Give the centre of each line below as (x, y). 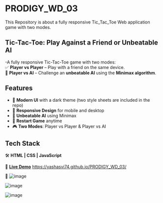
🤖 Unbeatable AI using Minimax (44, 115)
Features (19, 88)
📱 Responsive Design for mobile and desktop (58, 110)
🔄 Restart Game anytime (37, 121)
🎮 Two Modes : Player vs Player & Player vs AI (59, 126)
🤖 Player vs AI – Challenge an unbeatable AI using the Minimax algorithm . (81, 73)
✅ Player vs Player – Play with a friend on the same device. (65, 67)
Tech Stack (23, 143)
